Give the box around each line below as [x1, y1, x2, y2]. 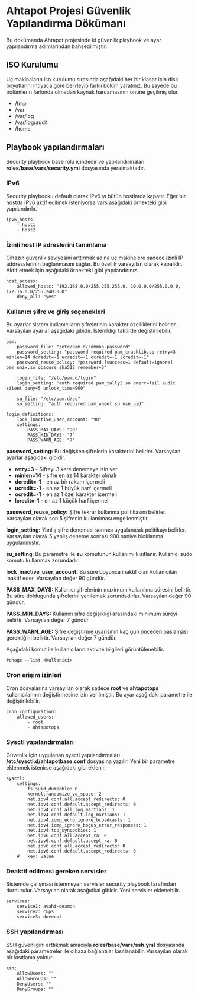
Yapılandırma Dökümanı [6, 17, 126, 30]
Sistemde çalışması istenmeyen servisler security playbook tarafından [6, 881, 176, 888]
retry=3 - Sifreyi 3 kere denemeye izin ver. [14, 466, 119, 473]
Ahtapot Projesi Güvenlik [6, 4, 131, 18]
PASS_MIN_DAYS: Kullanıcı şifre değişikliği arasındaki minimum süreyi [6, 610, 177, 618]
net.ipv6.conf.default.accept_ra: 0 [27, 838, 118, 844]
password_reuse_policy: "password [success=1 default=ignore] [17, 360, 173, 365]
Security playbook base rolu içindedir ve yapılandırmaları [6, 158, 145, 165]
